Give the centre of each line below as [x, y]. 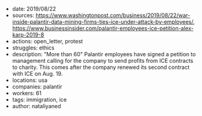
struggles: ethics [33, 48]
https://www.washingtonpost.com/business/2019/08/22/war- [113, 15]
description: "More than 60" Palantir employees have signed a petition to [104, 54]
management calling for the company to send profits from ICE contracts [103, 61]
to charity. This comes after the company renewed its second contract [101, 67]
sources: [23, 15]
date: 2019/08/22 [34, 9]
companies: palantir [37, 87]
